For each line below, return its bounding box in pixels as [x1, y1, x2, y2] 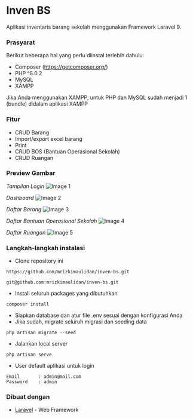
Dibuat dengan [6, 393, 50, 401]
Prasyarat [6, 38, 35, 47]
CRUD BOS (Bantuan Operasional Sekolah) [14, 147, 121, 155]
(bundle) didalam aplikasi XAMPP [6, 100, 88, 107]
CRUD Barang [14, 129, 50, 136]
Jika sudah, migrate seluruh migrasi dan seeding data [14, 318, 148, 325]
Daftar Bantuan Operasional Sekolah [6, 217, 97, 224]
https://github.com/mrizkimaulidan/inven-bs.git [6, 269, 130, 275]
